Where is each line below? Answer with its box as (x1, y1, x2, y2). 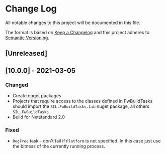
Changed (5, 81, 29, 88)
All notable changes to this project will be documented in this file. (5, 20, 141, 26)
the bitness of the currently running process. (12, 143, 106, 149)
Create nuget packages (12, 93, 61, 99)
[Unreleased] (5, 49, 48, 58)
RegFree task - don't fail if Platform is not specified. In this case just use (12, 138, 161, 144)
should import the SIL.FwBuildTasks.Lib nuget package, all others (12, 103, 150, 109)
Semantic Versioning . (5, 35, 49, 41)
